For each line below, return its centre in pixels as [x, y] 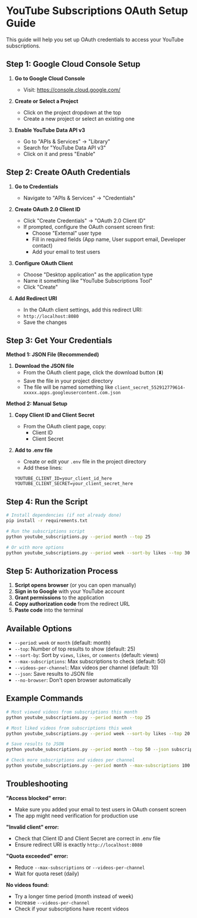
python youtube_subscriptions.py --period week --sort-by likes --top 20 [98, 734]
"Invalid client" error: [33, 827]
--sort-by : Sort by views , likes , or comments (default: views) [87, 655]
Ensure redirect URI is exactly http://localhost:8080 [78, 844]
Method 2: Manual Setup [37, 404]
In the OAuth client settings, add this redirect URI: [83, 310]
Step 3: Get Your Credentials [59, 341]
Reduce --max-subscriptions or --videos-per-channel [80, 867]
